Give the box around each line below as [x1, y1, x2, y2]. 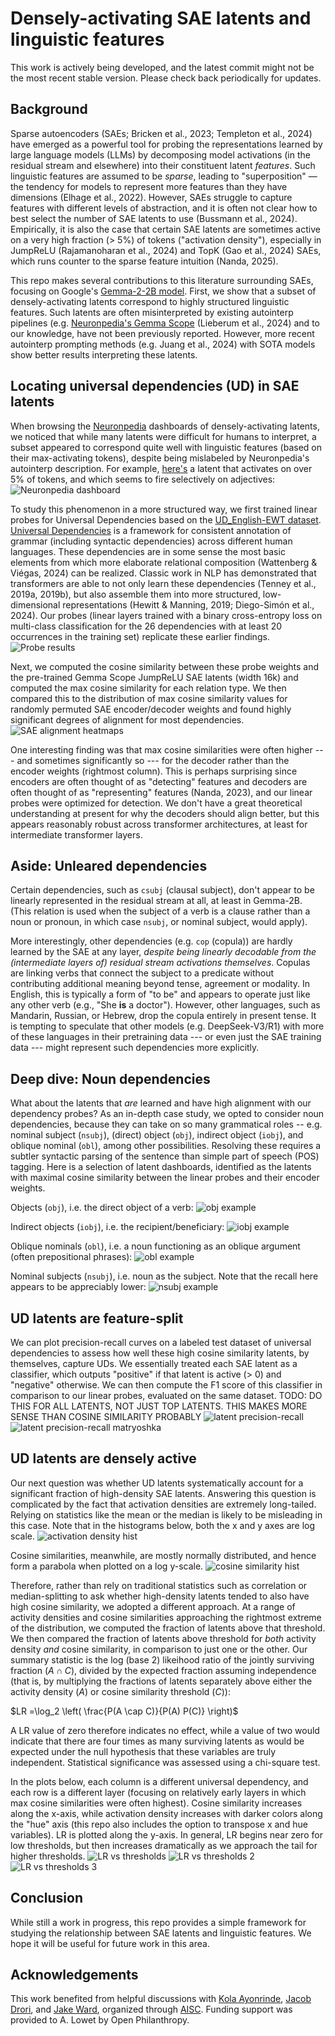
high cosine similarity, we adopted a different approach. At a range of [10, 1600, 296, 1612]
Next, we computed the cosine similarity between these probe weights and [10, 660, 319, 672]
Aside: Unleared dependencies [10, 857, 208, 874]
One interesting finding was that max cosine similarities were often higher [10, 743, 313, 756]
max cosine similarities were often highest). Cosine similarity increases [10, 1797, 303, 1809]
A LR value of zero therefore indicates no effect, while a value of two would [10, 1724, 320, 1736]
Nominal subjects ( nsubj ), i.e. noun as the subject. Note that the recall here [10, 1270, 319, 1282]
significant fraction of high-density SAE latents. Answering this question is [10, 1487, 317, 1499]
